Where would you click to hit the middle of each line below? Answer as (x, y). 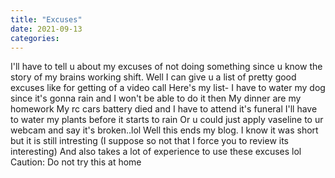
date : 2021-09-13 (46, 29)
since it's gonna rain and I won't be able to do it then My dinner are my (156, 98)
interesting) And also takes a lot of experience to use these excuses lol (156, 152)
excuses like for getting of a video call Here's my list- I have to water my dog (168, 88)
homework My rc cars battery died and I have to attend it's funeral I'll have (164, 109)
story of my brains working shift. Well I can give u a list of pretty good (153, 77)
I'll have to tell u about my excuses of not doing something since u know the (166, 67)
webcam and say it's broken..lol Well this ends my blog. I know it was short (164, 130)
